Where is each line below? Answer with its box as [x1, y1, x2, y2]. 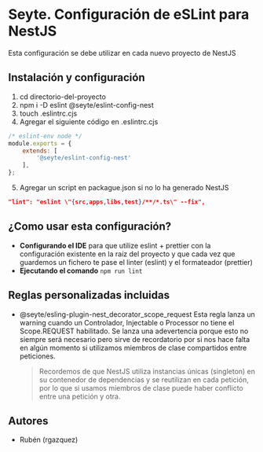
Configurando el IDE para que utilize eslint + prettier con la [19, 241, 211, 250]
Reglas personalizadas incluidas [8, 288, 170, 302]
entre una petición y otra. [38, 391, 121, 401]
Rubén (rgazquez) [19, 435, 79, 445]
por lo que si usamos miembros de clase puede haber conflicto [38, 383, 243, 392]
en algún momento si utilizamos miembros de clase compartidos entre [19, 343, 247, 352]
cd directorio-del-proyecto [19, 92, 106, 101]
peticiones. [19, 351, 57, 361]
